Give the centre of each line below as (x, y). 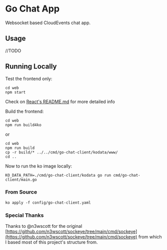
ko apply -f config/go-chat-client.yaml (48, 202)
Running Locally (31, 67)
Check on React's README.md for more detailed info (60, 102)
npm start (16, 92)
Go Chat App (32, 9)
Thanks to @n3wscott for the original (44, 226)
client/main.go (21, 180)
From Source (21, 192)
